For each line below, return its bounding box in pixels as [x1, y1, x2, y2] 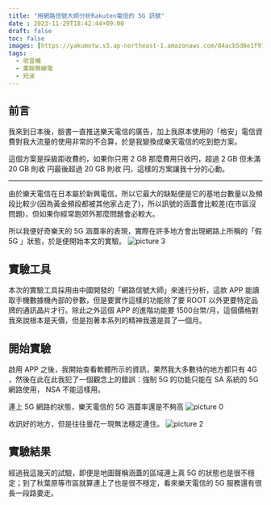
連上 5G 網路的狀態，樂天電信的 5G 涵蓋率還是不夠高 [8, 402, 184, 412]
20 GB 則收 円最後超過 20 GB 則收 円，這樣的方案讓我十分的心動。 [8, 164, 230, 174]
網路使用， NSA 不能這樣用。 [8, 385, 106, 394]
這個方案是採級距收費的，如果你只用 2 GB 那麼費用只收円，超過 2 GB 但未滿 [8, 154, 261, 164]
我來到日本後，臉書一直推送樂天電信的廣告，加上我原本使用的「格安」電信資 [8, 127, 263, 137]
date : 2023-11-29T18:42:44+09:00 [8, 19, 125, 27]
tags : [8, 49, 27, 57]
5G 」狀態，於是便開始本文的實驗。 [8, 236, 127, 246]
